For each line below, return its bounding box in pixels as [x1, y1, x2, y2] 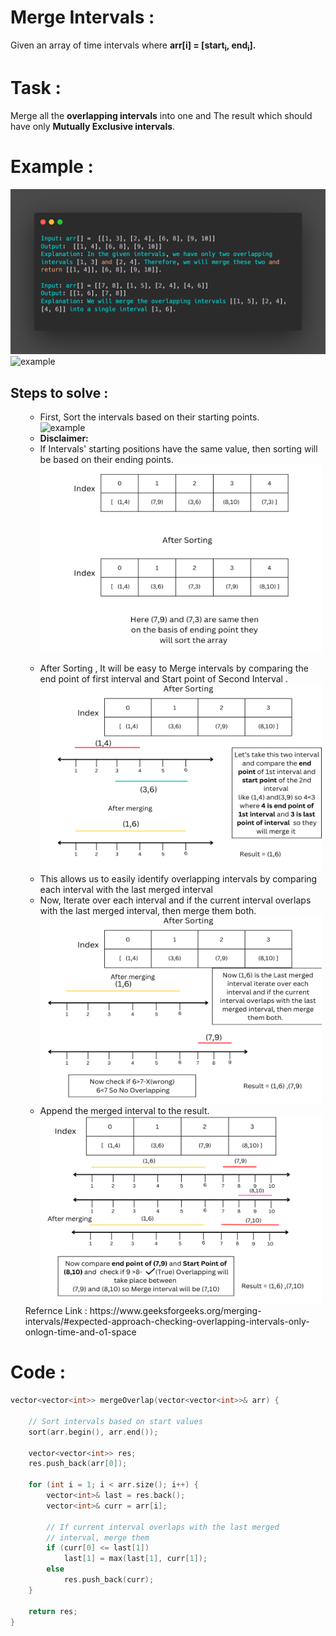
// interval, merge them [46, 1532, 150, 1543]
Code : [10, 1361, 67, 1384]
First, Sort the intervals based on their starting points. [39, 411, 260, 423]
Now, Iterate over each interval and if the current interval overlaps [39, 894, 312, 906]
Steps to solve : [10, 384, 109, 401]
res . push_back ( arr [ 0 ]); [28, 1459, 128, 1469]
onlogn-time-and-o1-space [24, 1326, 137, 1338]
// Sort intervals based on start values [28, 1416, 203, 1426]
